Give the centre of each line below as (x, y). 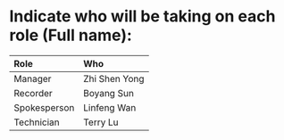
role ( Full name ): (71, 35)
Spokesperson (44, 107)
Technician (37, 122)
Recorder (33, 93)
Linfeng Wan (110, 107)
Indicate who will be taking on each (142, 16)
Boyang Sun (109, 93)
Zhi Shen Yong (114, 78)
